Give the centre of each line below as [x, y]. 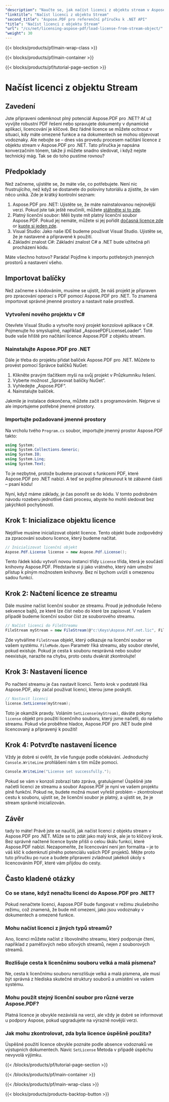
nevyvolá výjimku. [24, 1055]
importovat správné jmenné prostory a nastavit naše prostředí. [70, 301]
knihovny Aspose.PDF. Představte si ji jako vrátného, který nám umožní [79, 567]
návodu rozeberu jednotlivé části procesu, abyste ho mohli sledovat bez [80, 499]
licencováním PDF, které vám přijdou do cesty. [53, 863]
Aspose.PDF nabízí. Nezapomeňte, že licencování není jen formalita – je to [82, 847]
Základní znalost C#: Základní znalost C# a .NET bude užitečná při [81, 242]
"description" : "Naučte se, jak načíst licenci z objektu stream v [77, 10]
